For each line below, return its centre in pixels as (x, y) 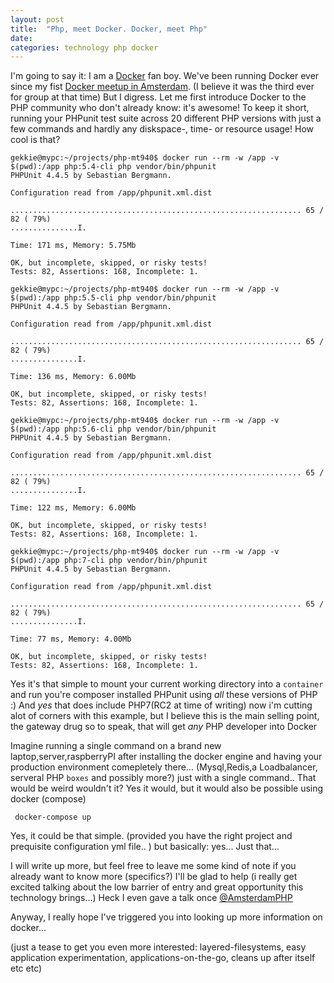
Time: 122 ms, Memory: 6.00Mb (73, 508)
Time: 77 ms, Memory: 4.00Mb (71, 639)
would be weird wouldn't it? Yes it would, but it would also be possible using (167, 788)
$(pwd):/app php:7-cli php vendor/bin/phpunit (109, 561)
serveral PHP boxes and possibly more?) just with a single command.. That (163, 778)
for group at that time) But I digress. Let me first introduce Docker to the (158, 97)
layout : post (37, 19)
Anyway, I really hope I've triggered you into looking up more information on (166, 917)
